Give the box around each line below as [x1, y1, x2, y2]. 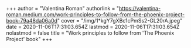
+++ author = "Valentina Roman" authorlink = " [6, 5, 120, 12]
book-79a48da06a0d [6, 17, 57, 24]
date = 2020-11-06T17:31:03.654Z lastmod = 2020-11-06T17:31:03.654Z [6, 23, 180, 30]
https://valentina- [119, 5, 161, 12]
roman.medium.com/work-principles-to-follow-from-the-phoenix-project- [6, 11, 185, 18]
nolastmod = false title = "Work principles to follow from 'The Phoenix [6, 29, 175, 36]
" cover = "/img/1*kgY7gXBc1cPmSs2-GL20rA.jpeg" [57, 17, 183, 24]
